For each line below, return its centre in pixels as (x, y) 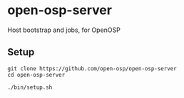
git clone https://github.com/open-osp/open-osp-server (92, 69)
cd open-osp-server (36, 75)
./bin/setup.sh (30, 87)
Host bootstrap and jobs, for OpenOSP (64, 30)
